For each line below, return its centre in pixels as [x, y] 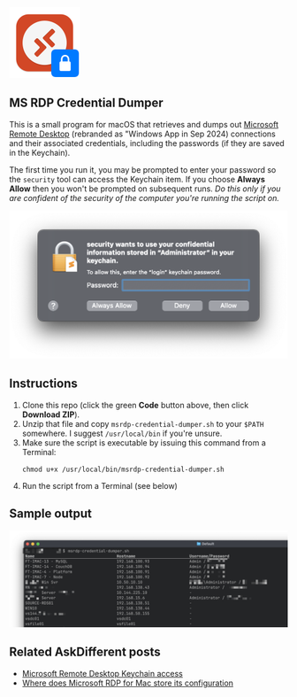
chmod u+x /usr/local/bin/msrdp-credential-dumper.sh [123, 469]
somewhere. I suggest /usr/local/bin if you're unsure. [122, 433]
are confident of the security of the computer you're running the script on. [145, 197]
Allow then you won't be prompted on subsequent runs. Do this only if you [145, 189]
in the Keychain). [40, 152]
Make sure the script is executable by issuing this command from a [144, 442]
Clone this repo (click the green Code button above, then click [135, 405]
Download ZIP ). [51, 414]
